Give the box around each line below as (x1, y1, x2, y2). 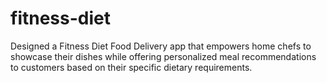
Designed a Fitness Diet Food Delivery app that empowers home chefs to (10, 40, 312, 52)
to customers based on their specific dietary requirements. (10, 61, 253, 73)
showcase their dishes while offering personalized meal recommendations (10, 50, 317, 62)
